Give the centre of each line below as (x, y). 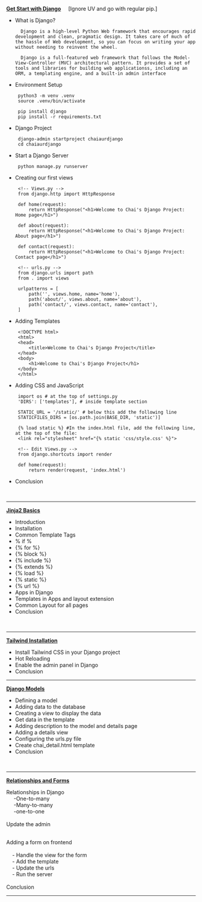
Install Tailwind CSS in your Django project (67, 652)
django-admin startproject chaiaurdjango (70, 139)
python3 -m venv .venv (46, 96)
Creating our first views (44, 178)
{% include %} (33, 560)
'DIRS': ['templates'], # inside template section (82, 402)
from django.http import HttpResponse (66, 194)
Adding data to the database (50, 707)
